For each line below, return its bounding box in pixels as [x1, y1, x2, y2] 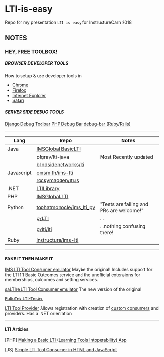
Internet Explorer [12, 93, 46, 99]
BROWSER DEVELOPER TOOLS [5, 60, 69, 66]
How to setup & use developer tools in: [5, 73, 83, 79]
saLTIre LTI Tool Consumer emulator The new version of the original [5, 286, 142, 292]
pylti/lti [36, 226, 52, 233]
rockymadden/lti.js [36, 177, 79, 184]
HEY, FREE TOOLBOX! [5, 48, 58, 55]
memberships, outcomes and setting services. [5, 277, 99, 283]
